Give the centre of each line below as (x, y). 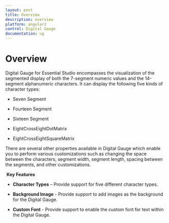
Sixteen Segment (31, 119)
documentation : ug (25, 34)
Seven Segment (29, 99)
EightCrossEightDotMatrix (40, 128)
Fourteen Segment (32, 109)
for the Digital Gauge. (35, 200)
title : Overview (22, 15)
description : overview (29, 19)
